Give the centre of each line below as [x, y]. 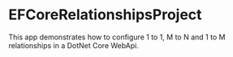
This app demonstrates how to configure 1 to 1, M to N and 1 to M [117, 37]
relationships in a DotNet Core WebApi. [74, 45]
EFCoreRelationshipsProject [105, 15]
